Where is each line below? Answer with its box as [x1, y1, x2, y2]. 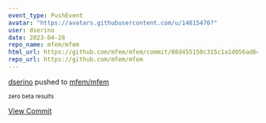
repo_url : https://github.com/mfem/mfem [8, 56, 144, 64]
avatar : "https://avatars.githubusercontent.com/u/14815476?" [8, 19, 218, 27]
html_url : [8, 48, 41, 56]
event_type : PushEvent [8, 11, 83, 20]
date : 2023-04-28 [8, 33, 66, 42]
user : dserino [8, 26, 55, 34]
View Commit [8, 106, 52, 115]
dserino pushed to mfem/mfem [8, 76, 109, 87]
